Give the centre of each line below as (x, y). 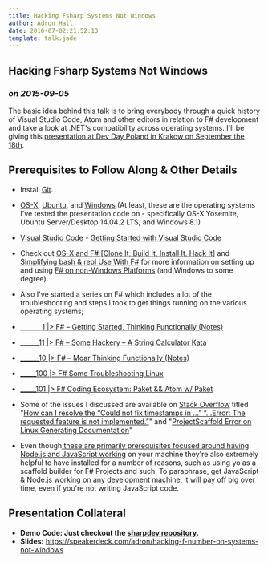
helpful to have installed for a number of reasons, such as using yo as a (138, 463)
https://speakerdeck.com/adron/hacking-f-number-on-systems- (152, 541)
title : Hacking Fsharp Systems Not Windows (82, 16)
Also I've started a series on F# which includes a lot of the (116, 294)
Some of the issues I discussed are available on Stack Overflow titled (134, 404)
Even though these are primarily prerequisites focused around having (134, 445)
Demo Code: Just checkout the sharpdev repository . (109, 532)
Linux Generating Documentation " (76, 430)
